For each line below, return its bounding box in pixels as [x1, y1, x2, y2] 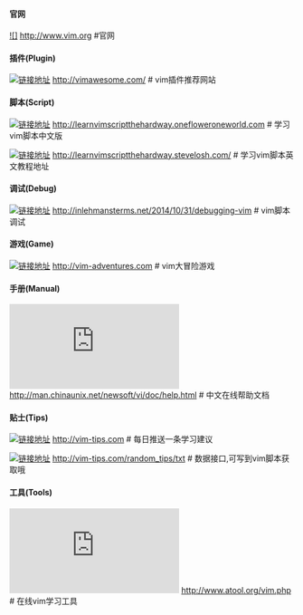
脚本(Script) [9, 97, 55, 108]
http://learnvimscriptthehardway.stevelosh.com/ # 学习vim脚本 [52, 149, 287, 160]
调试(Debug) [9, 183, 57, 194]
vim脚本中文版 [9, 130, 63, 140]
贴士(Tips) [9, 412, 49, 423]
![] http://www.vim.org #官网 [9, 30, 116, 41]
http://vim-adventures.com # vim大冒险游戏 [52, 261, 215, 272]
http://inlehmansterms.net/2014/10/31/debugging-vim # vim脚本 [52, 205, 291, 216]
